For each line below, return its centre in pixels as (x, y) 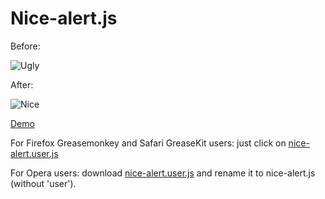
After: (22, 84)
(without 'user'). (43, 183)
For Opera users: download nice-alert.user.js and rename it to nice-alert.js (163, 173)
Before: (25, 46)
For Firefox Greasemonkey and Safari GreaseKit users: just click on (148, 143)
